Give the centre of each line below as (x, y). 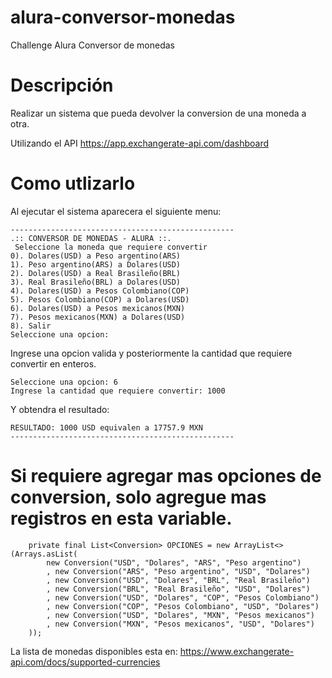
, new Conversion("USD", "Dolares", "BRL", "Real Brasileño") (178, 580)
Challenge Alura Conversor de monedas (92, 45)
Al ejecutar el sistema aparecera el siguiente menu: (116, 211)
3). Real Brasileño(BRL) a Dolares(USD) (96, 282)
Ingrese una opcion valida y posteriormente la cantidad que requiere (151, 353)
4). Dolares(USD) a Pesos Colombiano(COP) (100, 291)
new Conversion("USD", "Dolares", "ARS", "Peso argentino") (174, 562)
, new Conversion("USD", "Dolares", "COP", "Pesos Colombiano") (183, 597)
